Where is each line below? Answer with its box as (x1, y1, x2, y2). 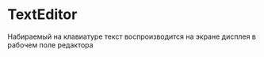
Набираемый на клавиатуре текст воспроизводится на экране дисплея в (7, 32, 257, 41)
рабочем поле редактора (7, 40, 94, 49)
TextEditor (7, 6, 78, 24)
